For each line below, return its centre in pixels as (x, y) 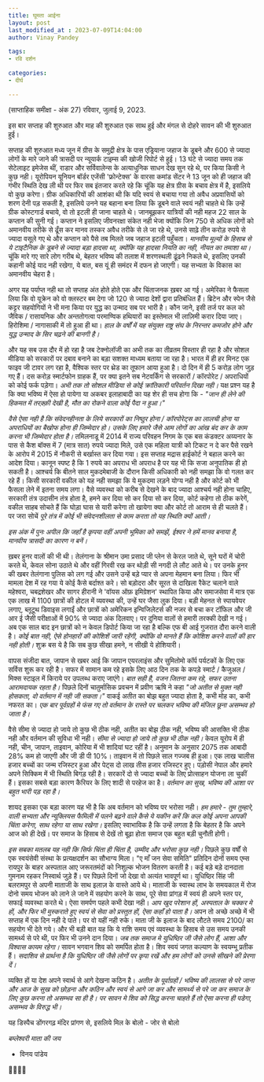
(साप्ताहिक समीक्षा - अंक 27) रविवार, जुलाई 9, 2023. (77, 109)
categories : (27, 73)
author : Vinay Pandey (44, 37)
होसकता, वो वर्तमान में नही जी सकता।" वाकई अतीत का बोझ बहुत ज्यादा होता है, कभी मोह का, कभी (129, 696)
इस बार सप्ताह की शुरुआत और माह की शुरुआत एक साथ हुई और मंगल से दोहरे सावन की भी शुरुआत (130, 125)
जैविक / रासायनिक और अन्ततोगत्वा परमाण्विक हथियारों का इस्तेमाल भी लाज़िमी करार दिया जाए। (125, 316)
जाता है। (19, 714)
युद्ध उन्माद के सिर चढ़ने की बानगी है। (54, 334)
